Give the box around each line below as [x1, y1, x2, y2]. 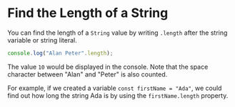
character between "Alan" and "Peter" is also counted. [7, 69, 168, 79]
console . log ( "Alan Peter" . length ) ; [7, 50, 114, 57]
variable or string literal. [7, 35, 77, 44]
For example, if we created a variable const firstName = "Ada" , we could [7, 84, 222, 92]
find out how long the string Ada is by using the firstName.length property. [7, 91, 229, 100]
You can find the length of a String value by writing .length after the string [7, 28, 228, 37]
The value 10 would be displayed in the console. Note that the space [7, 62, 209, 71]
